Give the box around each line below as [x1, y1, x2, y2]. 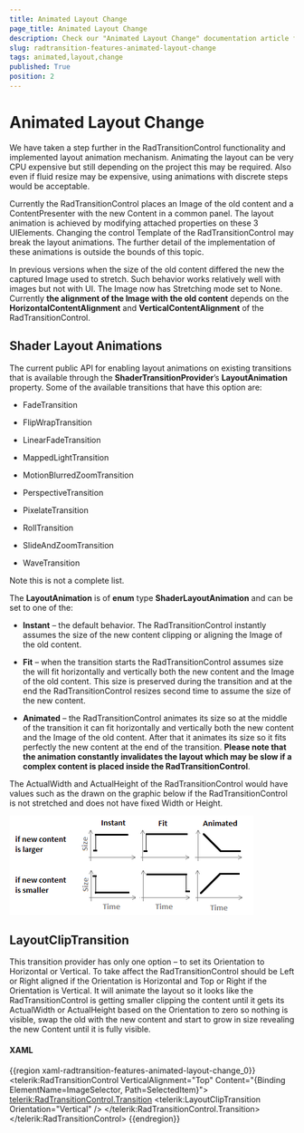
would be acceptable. [9, 180, 90, 191]
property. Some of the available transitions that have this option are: [9, 382, 262, 392]
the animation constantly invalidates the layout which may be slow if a [22, 750, 292, 761]
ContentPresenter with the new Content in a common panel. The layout [9, 208, 274, 218]
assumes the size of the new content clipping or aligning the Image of [22, 629, 283, 640]
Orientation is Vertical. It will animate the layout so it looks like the [9, 985, 253, 996]
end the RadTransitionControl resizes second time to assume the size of [22, 685, 291, 696]
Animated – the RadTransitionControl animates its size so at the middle [22, 712, 288, 723]
